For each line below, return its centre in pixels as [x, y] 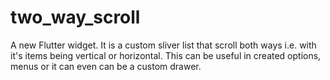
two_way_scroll [75, 17]
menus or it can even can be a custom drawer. [106, 66]
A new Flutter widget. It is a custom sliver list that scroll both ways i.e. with [163, 45]
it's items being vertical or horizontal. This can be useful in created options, [166, 55]
